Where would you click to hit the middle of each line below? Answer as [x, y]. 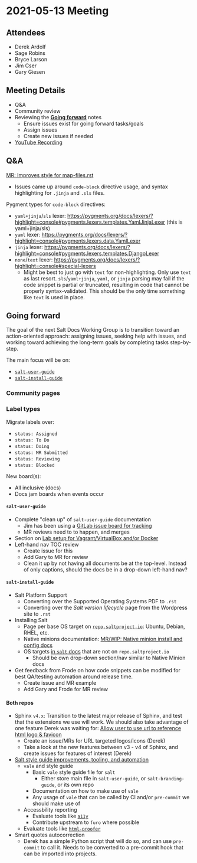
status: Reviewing [37, 459]
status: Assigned [36, 434]
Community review [37, 111]
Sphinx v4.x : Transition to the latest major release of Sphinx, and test [98, 716]
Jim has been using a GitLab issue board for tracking [88, 525]
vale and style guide [48, 766]
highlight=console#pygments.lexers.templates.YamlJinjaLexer [90, 222]
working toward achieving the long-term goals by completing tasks [88, 342]
